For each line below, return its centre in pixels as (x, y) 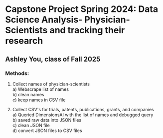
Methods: (17, 73)
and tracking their (87, 30)
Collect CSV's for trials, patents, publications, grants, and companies (83, 109)
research (24, 41)
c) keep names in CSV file (39, 100)
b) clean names (28, 94)
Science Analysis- (44, 20)
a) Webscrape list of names (40, 89)
